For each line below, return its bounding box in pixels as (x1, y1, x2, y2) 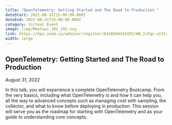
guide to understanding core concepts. (5, 114, 88, 120)
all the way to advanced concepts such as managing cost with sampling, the (5, 97, 166, 103)
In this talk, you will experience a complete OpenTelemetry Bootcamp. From (5, 87, 165, 93)
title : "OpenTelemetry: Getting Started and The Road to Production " (5, 7, 159, 13)
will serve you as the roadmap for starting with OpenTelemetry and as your (5, 108, 163, 114)
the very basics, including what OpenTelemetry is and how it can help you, (5, 92, 162, 98)
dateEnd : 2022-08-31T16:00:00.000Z (5, 17, 81, 22)
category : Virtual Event (5, 22, 58, 27)
